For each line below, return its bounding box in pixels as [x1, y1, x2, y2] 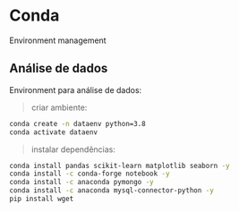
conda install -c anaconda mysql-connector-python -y [9, 186, 215, 195]
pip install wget [9, 194, 74, 203]
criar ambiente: [30, 102, 88, 113]
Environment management [9, 35, 107, 46]
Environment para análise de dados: [9, 84, 142, 95]
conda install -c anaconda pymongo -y [9, 178, 154, 187]
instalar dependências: [30, 144, 116, 155]
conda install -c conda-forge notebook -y [9, 169, 170, 179]
